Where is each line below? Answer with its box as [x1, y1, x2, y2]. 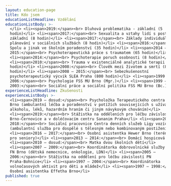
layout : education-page [5, 7, 56, 13]
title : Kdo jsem [5, 12, 40, 17]
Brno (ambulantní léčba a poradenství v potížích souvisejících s [10, 102, 154, 108]
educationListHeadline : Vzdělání [5, 17, 76, 22]
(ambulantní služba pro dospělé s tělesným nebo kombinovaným [10, 126, 145, 131]
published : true [5, 173, 40, 178]
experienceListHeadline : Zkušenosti [5, 88, 83, 93]
